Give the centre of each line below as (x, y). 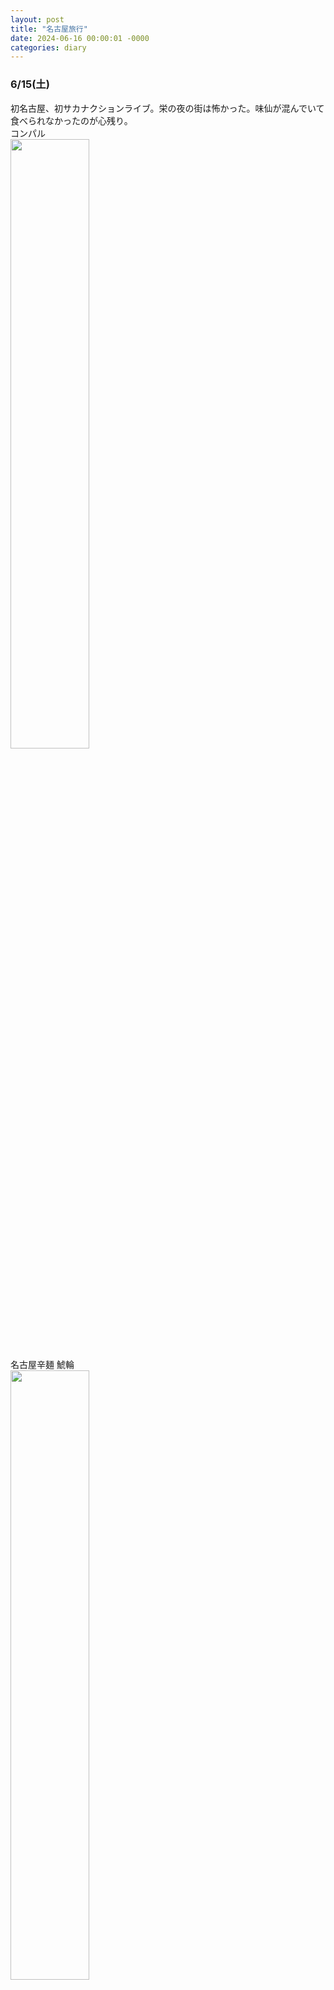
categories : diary (48, 47)
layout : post (37, 19)
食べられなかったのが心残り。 (71, 120)
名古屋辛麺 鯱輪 (42, 1364)
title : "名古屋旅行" (49, 29)
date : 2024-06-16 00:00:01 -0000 (80, 38)
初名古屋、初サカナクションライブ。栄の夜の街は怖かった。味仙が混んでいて (167, 108)
